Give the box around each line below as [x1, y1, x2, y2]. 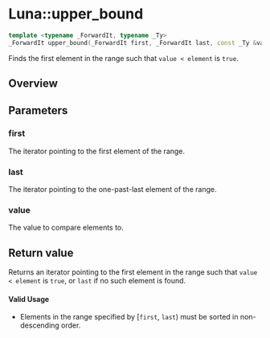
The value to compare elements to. [8, 222, 125, 233]
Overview [8, 77, 59, 91]
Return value [8, 246, 74, 259]
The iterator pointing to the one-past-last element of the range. [8, 185, 217, 194]
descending [19, 320, 60, 330]
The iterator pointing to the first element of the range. [8, 146, 186, 156]
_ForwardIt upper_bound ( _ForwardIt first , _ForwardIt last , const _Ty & [8, 39, 257, 47]
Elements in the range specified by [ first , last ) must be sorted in [19, 312, 239, 322]
